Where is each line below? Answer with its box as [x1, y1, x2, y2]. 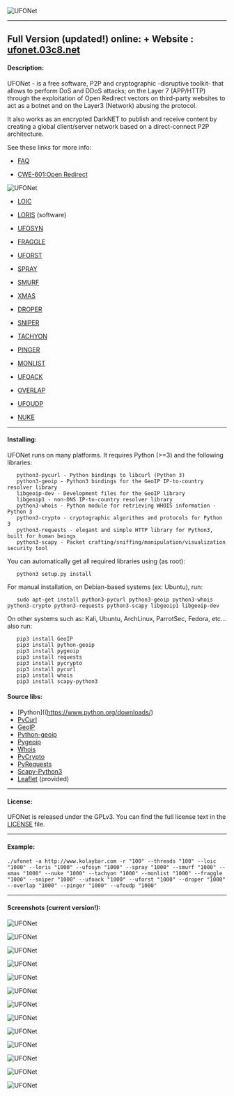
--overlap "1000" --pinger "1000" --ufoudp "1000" [7, 882, 157, 889]
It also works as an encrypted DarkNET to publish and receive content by [7, 115, 217, 123]
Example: [7, 843, 36, 851]
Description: [7, 63, 44, 72]
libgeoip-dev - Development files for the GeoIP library [16, 490, 186, 497]
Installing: [7, 435, 37, 444]
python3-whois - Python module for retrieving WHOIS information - [16, 502, 217, 509]
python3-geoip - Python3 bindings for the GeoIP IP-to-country [16, 478, 204, 485]
